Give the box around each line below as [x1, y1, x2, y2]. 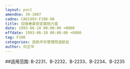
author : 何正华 [5, 44, 34, 49]
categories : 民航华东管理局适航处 [5, 40, 69, 45]
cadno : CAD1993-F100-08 [5, 16, 55, 21]
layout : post [5, 7, 32, 12]
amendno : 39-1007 [5, 12, 41, 17]
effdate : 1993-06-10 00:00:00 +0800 [5, 30, 81, 35]
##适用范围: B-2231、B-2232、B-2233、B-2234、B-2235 [5, 58, 125, 65]
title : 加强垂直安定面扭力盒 [5, 21, 58, 26]
